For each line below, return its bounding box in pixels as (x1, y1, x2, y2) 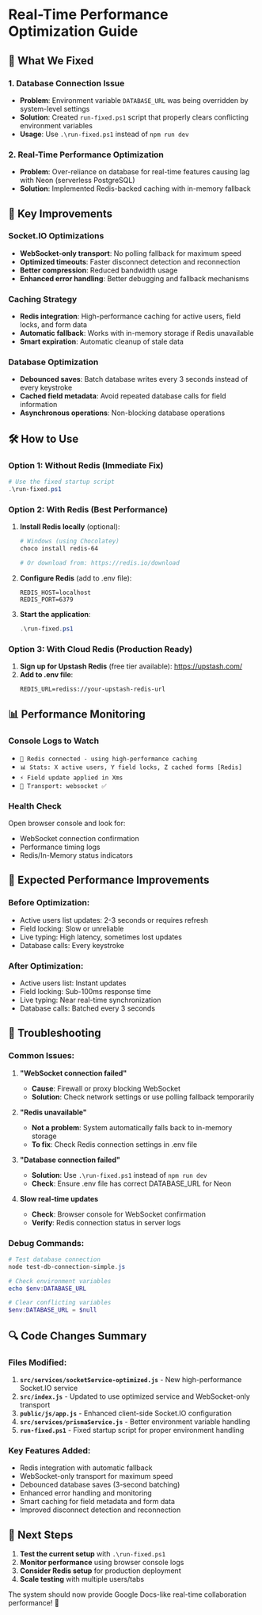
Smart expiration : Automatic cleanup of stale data (19, 337, 184, 346)
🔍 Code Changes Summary (8, 1329, 147, 1343)
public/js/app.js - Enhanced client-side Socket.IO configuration (19, 1408, 232, 1418)
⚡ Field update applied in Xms (19, 774, 123, 782)
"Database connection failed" (19, 1155, 120, 1164)
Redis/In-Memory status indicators (19, 850, 133, 860)
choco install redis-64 (19, 545, 99, 553)
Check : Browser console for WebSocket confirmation (31, 1209, 206, 1219)
